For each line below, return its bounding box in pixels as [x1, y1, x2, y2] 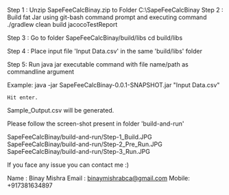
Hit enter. [7, 94, 38, 101]
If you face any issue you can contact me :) [7, 161, 129, 169]
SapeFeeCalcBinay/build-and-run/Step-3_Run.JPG [7, 148, 151, 155]
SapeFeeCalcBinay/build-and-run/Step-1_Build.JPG [7, 133, 152, 141]
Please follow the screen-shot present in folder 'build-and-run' [7, 119, 184, 128]
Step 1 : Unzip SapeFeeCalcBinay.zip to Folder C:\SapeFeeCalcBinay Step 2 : [7, 6, 224, 14]
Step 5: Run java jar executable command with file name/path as [7, 60, 189, 68]
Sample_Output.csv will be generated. [7, 106, 114, 114]
